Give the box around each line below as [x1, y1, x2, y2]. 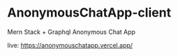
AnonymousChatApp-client [7, 5, 172, 21]
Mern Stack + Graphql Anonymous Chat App [7, 28, 136, 36]
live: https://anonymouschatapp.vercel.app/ [7, 41, 133, 49]
